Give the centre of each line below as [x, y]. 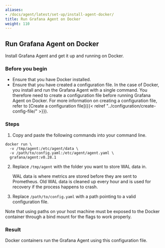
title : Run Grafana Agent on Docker [43, 19]
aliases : [14, 10]
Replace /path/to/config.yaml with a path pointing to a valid [74, 196]
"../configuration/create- [131, 106]
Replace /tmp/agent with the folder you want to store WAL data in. [80, 166]
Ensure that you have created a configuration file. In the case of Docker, [86, 85]
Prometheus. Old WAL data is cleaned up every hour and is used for [82, 181]
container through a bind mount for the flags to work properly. [68, 217]
